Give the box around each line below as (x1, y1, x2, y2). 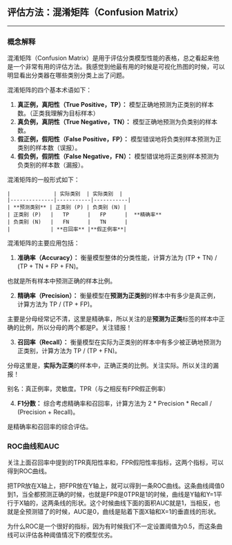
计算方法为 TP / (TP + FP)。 (17, 300, 97, 308)
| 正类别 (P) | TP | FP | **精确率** (7, 211, 162, 219)
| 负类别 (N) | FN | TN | (7, 219, 128, 226)
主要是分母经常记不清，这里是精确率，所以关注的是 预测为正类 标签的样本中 (7, 315, 219, 323)
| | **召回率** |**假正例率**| (7, 226, 127, 233)
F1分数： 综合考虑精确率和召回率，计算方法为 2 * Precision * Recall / (17, 399, 212, 408)
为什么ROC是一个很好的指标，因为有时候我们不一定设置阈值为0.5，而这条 (7, 522, 217, 531)
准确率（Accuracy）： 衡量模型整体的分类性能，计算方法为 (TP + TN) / (17, 254, 217, 262)
